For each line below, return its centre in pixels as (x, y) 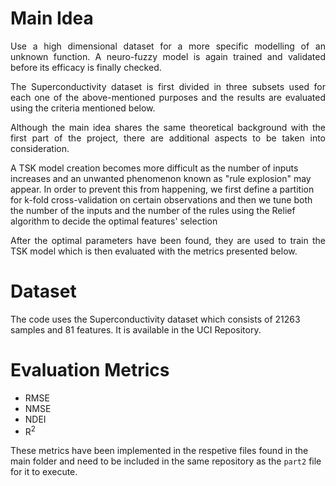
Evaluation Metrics (90, 370)
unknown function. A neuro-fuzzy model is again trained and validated (168, 56)
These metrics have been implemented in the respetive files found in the (159, 451)
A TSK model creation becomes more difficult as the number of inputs (154, 168)
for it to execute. (44, 472)
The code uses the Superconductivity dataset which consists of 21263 (155, 319)
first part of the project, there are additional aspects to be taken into (168, 138)
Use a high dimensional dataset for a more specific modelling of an (168, 46)
